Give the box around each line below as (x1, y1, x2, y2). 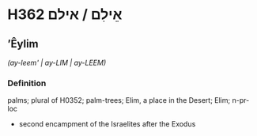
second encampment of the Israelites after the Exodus (18, 119, 196, 129)
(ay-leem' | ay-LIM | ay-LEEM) (7, 58, 107, 67)
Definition (7, 77, 47, 89)
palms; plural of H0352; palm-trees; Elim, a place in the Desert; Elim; (7, 96, 231, 105)
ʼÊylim (7, 37, 39, 51)
